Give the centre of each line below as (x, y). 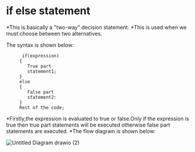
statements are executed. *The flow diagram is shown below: (81, 131)
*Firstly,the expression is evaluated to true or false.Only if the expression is (97, 118)
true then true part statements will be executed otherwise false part (88, 125)
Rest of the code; (42, 108)
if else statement (48, 11)
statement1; (42, 71)
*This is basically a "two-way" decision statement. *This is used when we (97, 27)
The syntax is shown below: (40, 45)
